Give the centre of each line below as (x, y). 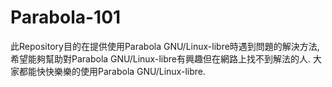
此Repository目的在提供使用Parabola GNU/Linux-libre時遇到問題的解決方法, (165, 46)
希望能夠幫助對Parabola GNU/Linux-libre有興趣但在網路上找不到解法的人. (160, 58)
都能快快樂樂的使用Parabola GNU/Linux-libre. (112, 71)
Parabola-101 (66, 17)
